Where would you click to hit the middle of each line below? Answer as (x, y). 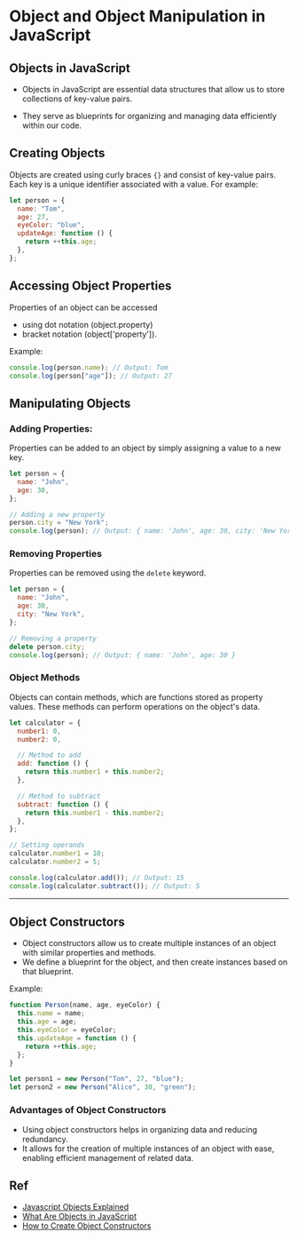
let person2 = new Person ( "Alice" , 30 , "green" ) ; (103, 1087)
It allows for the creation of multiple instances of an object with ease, (148, 1149)
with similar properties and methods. (89, 953)
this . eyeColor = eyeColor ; (67, 1030)
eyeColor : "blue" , (51, 225)
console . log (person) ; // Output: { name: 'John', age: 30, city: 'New (142, 531)
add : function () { (53, 764)
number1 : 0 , (39, 731)
